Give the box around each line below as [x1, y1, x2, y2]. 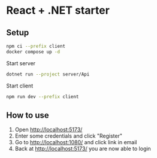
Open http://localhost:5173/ [14, 126, 83, 133]
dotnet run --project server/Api [6, 71, 90, 77]
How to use [6, 110, 49, 120]
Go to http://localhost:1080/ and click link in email [14, 139, 137, 146]
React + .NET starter [6, 4, 110, 17]
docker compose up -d [6, 48, 61, 54]
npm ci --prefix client [6, 43, 66, 49]
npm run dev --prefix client [6, 93, 79, 99]
